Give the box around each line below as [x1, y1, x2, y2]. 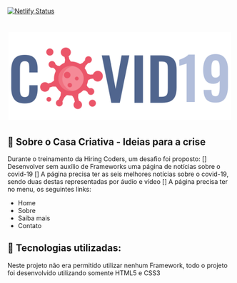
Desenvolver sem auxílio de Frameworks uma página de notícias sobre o [7, 163, 221, 171]
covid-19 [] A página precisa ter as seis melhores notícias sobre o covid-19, [7, 170, 229, 178]
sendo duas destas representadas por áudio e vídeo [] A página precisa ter [7, 177, 228, 186]
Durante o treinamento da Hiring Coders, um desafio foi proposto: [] [7, 155, 207, 163]
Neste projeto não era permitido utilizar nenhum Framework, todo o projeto [7, 261, 228, 269]
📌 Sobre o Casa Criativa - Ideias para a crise [7, 135, 206, 148]
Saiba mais [17, 214, 51, 222]
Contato [17, 222, 42, 230]
